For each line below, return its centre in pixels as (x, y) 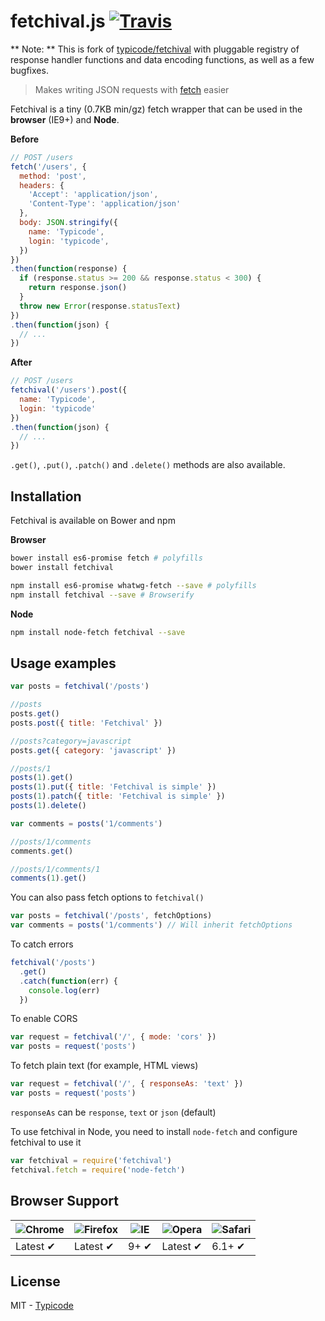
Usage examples (63, 663)
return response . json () (78, 288)
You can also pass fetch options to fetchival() (107, 897)
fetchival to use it (46, 1142)
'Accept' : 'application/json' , (93, 195)
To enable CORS (44, 1019)
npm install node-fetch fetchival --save (98, 632)
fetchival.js (58, 21)
